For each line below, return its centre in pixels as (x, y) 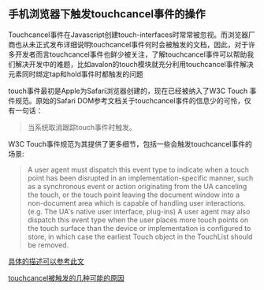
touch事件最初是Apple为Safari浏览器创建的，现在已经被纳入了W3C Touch (128, 91)
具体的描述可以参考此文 (46, 261)
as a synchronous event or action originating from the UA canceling (137, 186)
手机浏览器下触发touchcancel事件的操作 (107, 14)
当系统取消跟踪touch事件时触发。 (82, 127)
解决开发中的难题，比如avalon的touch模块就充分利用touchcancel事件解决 (134, 64)
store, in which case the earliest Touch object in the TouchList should (140, 236)
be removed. (48, 245)
